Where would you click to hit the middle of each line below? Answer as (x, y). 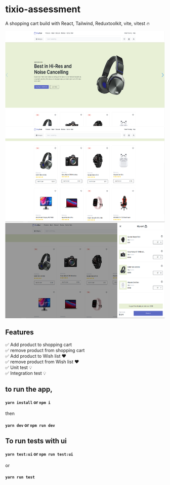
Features (19, 333)
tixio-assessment (43, 9)
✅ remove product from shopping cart (45, 350)
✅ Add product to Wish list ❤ (36, 356)
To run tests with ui (36, 441)
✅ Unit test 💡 (19, 367)
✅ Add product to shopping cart (39, 344)
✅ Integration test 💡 (26, 373)
